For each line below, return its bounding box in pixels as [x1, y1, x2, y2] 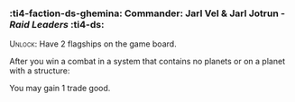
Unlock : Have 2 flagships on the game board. [9, 38, 178, 49]
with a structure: [9, 65, 70, 76]
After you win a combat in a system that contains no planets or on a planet [9, 56, 286, 67]
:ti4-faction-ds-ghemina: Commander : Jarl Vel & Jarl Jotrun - [9, 7, 286, 20]
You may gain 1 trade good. [9, 83, 111, 94]
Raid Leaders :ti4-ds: [9, 18, 105, 30]
